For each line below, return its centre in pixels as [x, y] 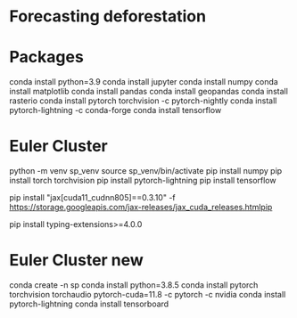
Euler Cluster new [77, 261]
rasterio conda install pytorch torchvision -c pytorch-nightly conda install [143, 101]
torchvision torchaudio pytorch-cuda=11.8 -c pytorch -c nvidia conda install [148, 294]
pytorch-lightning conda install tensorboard [89, 304]
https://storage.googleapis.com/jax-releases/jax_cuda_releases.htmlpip [141, 208]
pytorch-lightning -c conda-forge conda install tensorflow [115, 110]
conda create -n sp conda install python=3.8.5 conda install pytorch [134, 285]
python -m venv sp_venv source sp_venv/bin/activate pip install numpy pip [146, 171]
